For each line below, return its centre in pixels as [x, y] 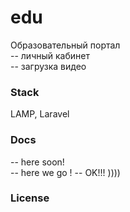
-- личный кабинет [50, 55]
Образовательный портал [65, 45]
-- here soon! [37, 162]
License [30, 198]
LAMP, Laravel [40, 114]
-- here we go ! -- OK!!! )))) [65, 172]
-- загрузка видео [48, 66]
